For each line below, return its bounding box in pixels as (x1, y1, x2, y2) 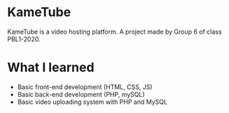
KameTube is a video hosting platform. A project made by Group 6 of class (7, 27, 222, 36)
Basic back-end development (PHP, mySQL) (17, 90, 145, 98)
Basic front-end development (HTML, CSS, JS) (17, 82, 153, 91)
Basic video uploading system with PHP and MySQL (17, 98, 168, 106)
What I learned (7, 60, 95, 76)
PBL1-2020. (7, 34, 41, 43)
